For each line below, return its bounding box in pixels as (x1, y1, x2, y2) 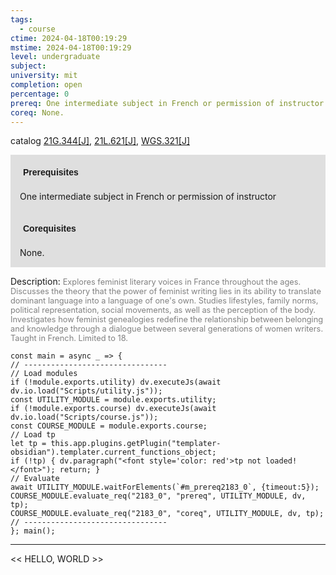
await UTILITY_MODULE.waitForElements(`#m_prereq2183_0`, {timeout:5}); (10, 482, 320, 493)
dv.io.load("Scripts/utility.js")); (10, 386, 163, 396)
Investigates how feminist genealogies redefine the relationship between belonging (10, 314, 324, 325)
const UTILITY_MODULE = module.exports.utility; (10, 395, 217, 405)
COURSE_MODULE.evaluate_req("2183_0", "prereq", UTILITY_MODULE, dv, (10, 491, 307, 501)
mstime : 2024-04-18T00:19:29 (10, 42, 132, 53)
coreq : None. (10, 107, 65, 118)
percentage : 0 (10, 89, 70, 99)
